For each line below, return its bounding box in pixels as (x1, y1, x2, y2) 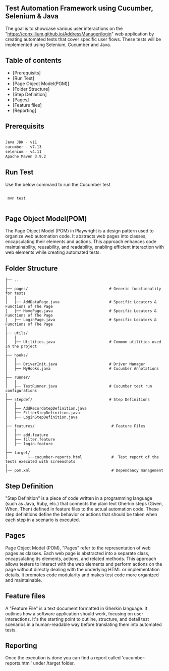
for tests (5, 291, 26, 296)
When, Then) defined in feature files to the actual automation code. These (5, 506, 159, 512)
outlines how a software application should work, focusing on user (5, 610, 144, 617)
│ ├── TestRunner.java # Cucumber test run (5, 384, 152, 389)
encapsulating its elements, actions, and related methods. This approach (5, 556, 156, 562)
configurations (5, 388, 37, 393)
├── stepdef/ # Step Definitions (5, 397, 150, 402)
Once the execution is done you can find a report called (5, 655, 121, 661)
